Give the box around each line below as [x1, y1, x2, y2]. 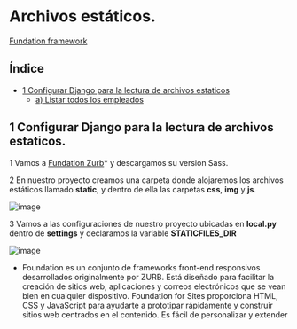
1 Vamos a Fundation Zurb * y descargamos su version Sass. [9, 157, 229, 168]
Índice [9, 61, 44, 76]
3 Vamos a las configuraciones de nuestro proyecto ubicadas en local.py [9, 218, 277, 229]
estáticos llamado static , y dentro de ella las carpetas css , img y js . [9, 184, 257, 194]
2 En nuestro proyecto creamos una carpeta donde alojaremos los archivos [9, 175, 284, 185]
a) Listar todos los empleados [35, 94, 145, 105]
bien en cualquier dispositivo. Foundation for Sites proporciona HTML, [21, 290, 278, 301]
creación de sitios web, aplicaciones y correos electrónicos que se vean [21, 281, 286, 292]
